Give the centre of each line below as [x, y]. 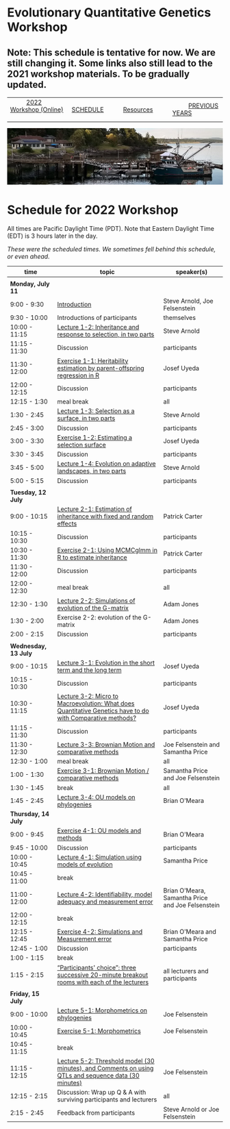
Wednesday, [28, 646]
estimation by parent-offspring [101, 368]
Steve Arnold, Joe [188, 301]
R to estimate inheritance [92, 557]
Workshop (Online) [37, 109]
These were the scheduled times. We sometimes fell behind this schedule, [112, 249]
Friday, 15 [25, 994]
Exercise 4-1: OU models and [99, 831]
